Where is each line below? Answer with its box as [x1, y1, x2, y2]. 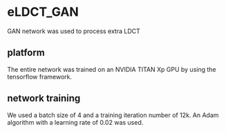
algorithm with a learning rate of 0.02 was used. [7, 118, 144, 126]
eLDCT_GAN [7, 4, 79, 20]
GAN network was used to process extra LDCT [7, 27, 140, 35]
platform [7, 47, 45, 59]
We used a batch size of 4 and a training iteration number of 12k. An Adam [7, 111, 219, 119]
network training [7, 92, 81, 104]
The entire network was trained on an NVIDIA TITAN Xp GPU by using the [7, 65, 216, 73]
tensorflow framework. [7, 72, 73, 81]
